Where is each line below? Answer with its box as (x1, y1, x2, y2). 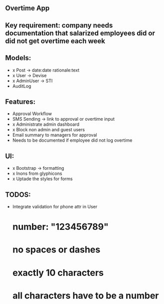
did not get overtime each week (5, 37, 106, 45)
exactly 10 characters (12, 267, 104, 278)
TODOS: (5, 190, 31, 199)
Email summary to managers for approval (12, 132, 97, 138)
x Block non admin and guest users (12, 127, 85, 133)
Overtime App (5, 4, 50, 13)
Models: (5, 54, 31, 62)
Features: (5, 97, 36, 106)
